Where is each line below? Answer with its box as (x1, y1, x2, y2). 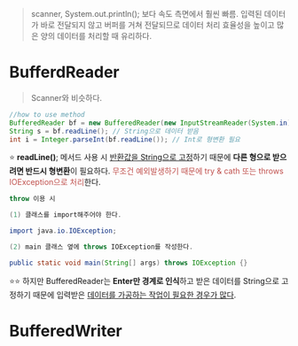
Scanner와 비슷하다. (30, 92, 103, 103)
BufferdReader (9, 62, 120, 82)
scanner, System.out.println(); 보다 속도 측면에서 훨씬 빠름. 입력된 (30, 9, 263, 19)
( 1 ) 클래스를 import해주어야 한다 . (9, 211, 122, 219)
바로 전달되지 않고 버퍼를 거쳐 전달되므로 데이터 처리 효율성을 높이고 (40, 19, 275, 30)
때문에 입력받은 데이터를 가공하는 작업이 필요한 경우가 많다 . (32, 289, 237, 300)
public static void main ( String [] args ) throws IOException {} (9, 258, 248, 267)
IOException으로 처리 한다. (9, 177, 101, 188)
